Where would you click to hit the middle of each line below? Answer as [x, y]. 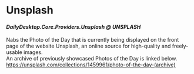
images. [33, 52]
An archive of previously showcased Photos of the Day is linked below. [92, 59]
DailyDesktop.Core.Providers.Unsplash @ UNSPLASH [73, 26]
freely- [180, 46]
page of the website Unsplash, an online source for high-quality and [88, 46]
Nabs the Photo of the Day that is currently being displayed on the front [93, 40]
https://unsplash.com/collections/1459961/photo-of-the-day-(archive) [91, 65]
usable [14, 52]
